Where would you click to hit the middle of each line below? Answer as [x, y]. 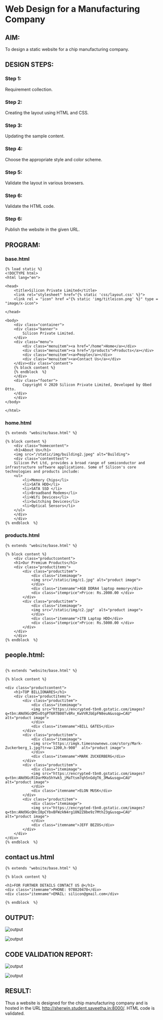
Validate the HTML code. [30, 206]
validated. [15, 1013]
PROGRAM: [23, 245]
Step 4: [14, 149]
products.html [22, 535]
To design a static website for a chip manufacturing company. [67, 49]
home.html [18, 423]
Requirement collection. [29, 89]
